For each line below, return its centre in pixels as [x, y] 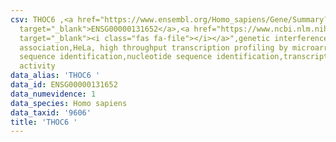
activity [37, 66]
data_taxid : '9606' [51, 112]
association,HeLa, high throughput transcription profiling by [153, 47]
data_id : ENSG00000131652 [64, 85]
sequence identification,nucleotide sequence [116, 57]
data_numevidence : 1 [53, 94]
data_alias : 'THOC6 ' [55, 76]
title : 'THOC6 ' [44, 122]
